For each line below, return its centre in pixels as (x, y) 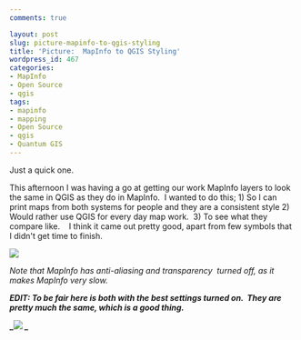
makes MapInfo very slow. (59, 280)
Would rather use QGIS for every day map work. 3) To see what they (139, 216)
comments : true (38, 18)
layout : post (34, 34)
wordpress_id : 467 (44, 60)
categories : (32, 68)
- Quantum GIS (36, 145)
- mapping (28, 119)
